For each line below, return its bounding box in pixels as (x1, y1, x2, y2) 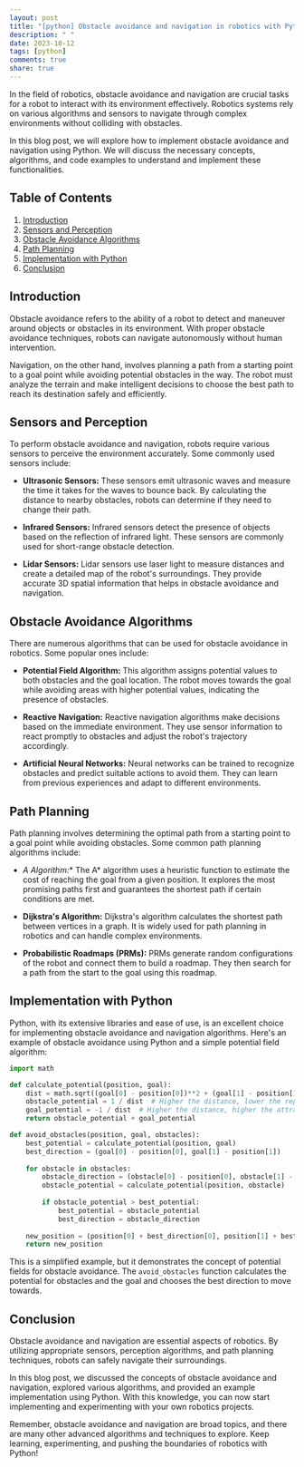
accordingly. (22, 741, 70, 752)
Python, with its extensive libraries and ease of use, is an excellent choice (9, 1017, 284, 1028)
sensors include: (9, 458, 71, 469)
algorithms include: (9, 847, 81, 858)
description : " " (9, 30, 75, 39)
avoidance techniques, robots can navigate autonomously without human (9, 332, 283, 343)
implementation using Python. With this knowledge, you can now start (9, 1392, 271, 1403)
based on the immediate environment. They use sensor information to (22, 722, 283, 733)
